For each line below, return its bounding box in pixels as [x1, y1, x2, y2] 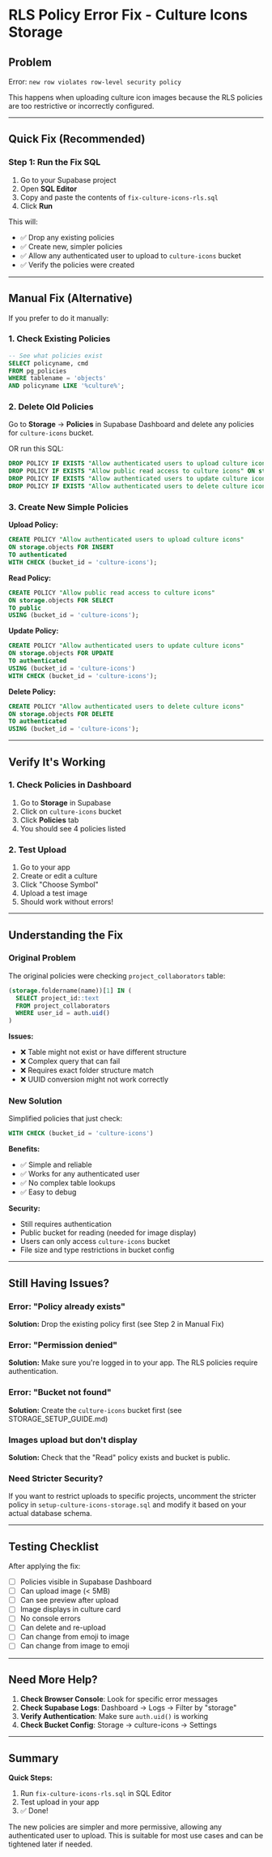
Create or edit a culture [19, 871, 98, 881]
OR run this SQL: [8, 444, 64, 454]
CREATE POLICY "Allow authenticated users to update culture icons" [8, 641, 244, 650]
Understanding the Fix [8, 928, 124, 942]
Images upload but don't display [8, 1434, 138, 1445]
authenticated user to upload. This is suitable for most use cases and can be [8, 1831, 264, 1841]
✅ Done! [19, 1806, 49, 1816]
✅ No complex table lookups [19, 1178, 116, 1188]
